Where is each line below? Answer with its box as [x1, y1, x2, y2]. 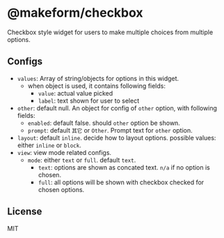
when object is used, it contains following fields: [27, 82, 166, 90]
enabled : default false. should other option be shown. [27, 119, 181, 127]
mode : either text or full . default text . [27, 156, 136, 164]
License [7, 206, 42, 218]
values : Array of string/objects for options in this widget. [17, 74, 179, 82]
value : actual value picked [38, 89, 113, 97]
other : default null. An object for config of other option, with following [17, 103, 218, 112]
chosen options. [38, 185, 85, 193]
